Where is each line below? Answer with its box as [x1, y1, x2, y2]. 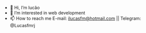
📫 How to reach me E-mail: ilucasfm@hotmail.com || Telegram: [9, 15, 141, 21]
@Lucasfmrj [9, 23, 35, 28]
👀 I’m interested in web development [9, 10, 85, 16]
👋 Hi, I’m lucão [9, 5, 40, 10]
